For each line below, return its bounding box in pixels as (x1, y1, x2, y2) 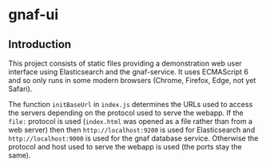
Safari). (8, 84, 33, 93)
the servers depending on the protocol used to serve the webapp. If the (8, 108, 244, 117)
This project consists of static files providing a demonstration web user (8, 58, 242, 68)
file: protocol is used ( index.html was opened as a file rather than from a (8, 117, 253, 125)
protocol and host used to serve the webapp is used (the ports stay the (8, 142, 242, 151)
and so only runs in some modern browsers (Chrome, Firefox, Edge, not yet (8, 76, 256, 85)
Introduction (8, 38, 72, 51)
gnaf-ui (8, 6, 59, 24)
